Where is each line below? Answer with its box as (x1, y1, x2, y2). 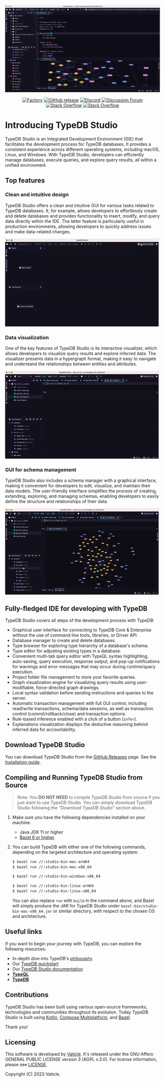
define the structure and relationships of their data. (5, 499, 108, 505)
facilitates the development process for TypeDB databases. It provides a (5, 141, 151, 147)
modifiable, (12, 685, 35, 690)
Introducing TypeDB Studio (5, 120, 118, 131)
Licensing (5, 1038, 36, 1046)
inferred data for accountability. (12, 726, 77, 732)
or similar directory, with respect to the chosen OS (53, 908, 155, 914)
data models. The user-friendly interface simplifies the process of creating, (5, 488, 157, 494)
